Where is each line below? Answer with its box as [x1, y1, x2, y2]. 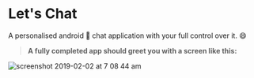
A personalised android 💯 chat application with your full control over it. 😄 [8, 31, 247, 40]
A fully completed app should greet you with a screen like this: [27, 46, 237, 55]
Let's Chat [8, 5, 78, 23]
